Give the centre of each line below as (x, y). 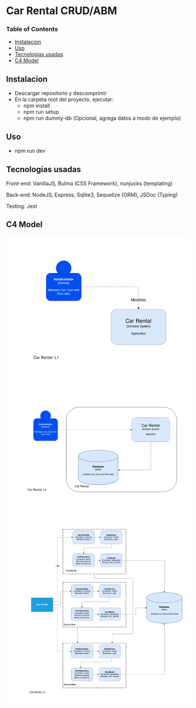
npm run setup (41, 112)
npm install (36, 106)
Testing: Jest (22, 206)
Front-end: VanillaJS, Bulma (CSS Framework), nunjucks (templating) (89, 183)
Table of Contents (32, 29)
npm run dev (30, 151)
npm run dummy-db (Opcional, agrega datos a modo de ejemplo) (102, 118)
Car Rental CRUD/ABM (62, 11)
